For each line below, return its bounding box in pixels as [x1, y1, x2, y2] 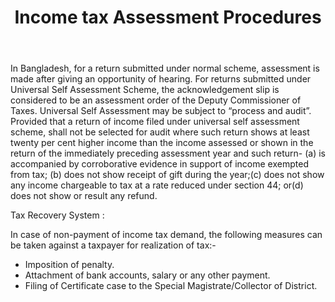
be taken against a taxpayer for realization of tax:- [10, 239, 217, 251]
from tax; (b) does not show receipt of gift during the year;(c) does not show [10, 169, 325, 181]
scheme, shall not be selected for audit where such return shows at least [10, 126, 310, 138]
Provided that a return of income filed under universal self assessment [10, 116, 300, 128]
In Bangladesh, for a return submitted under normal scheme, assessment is [10, 62, 320, 75]
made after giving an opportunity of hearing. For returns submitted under [10, 73, 312, 85]
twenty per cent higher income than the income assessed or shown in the [10, 137, 314, 149]
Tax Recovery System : [10, 209, 105, 221]
